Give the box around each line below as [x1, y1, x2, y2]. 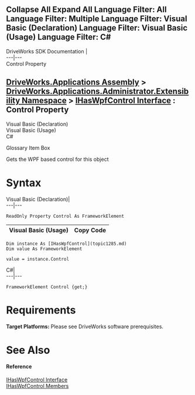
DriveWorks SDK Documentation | [6, 48, 88, 55]
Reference [6, 363, 32, 370]
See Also [6, 343, 50, 357]
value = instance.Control [6, 256, 69, 262]
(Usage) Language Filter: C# [6, 32, 111, 42]
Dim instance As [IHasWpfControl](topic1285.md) [6, 241, 127, 247]
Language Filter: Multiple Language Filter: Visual [6, 14, 187, 24]
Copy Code [74, 226, 107, 234]
